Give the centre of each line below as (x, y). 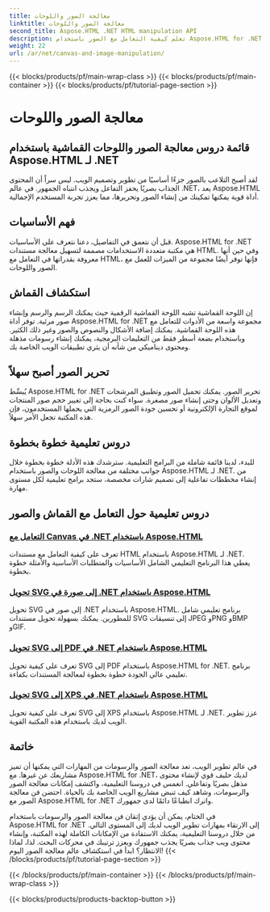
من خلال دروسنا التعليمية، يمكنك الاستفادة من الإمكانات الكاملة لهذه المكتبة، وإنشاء (132, 833)
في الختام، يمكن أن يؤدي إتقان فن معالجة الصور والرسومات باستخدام (112, 816)
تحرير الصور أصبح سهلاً (59, 372)
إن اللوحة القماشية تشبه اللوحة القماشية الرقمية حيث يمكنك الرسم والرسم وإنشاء (131, 312)
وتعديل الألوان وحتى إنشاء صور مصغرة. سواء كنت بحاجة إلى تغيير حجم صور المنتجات (135, 400)
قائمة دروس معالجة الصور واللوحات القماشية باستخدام (129, 148)
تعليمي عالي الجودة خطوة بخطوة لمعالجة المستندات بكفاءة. (98, 674)
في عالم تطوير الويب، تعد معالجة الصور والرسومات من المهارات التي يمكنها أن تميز (133, 766)
